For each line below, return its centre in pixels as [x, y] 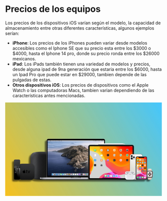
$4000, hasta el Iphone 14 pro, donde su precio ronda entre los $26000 [86, 53]
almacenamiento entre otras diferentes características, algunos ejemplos [80, 28]
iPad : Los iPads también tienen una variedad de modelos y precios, [81, 64]
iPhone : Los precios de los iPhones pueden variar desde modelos [80, 43]
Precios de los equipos [53, 9]
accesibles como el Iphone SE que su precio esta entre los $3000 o [82, 48]
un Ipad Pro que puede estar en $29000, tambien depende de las [79, 74]
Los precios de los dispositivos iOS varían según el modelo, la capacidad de [83, 23]
